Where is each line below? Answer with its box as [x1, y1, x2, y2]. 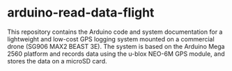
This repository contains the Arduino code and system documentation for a [7, 28, 223, 36]
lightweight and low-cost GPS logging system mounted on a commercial [7, 34, 215, 43]
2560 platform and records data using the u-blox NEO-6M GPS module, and [7, 50, 225, 58]
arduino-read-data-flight [7, 5, 155, 21]
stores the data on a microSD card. [7, 57, 107, 65]
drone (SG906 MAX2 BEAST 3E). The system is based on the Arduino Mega [7, 42, 225, 50]
